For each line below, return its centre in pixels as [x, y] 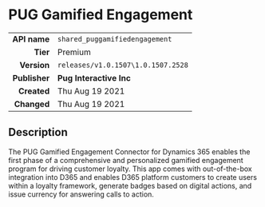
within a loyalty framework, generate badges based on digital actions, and [130, 185]
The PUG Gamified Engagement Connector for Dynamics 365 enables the [129, 151]
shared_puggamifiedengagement [115, 39]
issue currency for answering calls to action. [81, 194]
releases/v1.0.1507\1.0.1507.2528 [123, 65]
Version [35, 65]
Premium [74, 52]
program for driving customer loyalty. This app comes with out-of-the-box [131, 169]
